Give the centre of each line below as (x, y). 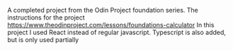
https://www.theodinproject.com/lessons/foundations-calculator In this (111, 25)
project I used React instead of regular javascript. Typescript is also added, (117, 32)
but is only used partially (43, 40)
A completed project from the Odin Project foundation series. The (103, 10)
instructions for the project (46, 17)
